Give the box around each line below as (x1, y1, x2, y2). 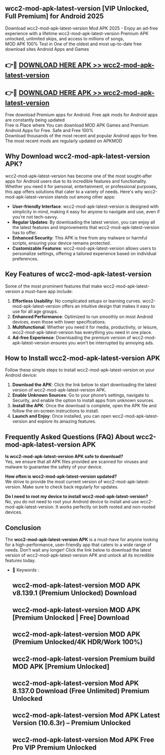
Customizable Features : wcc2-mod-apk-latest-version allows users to (12, 245, 157, 251)
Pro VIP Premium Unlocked (12, 743, 97, 752)
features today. (5, 558, 36, 563)
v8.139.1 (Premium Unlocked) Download (12, 589, 137, 597)
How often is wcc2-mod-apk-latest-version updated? (5, 473, 117, 480)
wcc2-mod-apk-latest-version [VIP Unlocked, (5, 4, 149, 13)
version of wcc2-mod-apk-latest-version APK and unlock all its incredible (5, 552, 154, 558)
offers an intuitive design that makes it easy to (61, 303, 155, 309)
